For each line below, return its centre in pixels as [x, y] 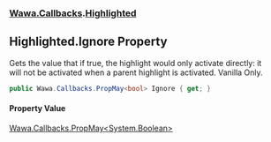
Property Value [38, 108]
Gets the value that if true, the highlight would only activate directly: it [135, 63]
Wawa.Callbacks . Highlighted [73, 13]
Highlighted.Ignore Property [88, 42]
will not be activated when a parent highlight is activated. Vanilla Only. [136, 72]
